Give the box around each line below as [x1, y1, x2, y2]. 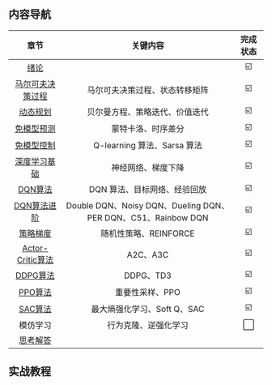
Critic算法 [16, 254, 54, 265]
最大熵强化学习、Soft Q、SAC [91, 303, 205, 314]
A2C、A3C [126, 249, 169, 260]
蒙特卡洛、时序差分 [111, 123, 185, 135]
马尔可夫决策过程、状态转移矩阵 [87, 84, 209, 96]
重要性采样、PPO [114, 287, 181, 298]
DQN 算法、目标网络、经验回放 [88, 184, 207, 195]
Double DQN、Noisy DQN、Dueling [66, 199, 202, 211]
